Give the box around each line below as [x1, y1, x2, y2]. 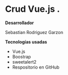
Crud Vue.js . [5, 3, 60, 15]
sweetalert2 [12, 59, 37, 65]
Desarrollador [5, 20, 34, 26]
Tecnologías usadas [5, 38, 47, 45]
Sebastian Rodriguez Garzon [5, 29, 63, 35]
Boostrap [12, 53, 31, 60]
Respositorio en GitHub [12, 64, 60, 70]
